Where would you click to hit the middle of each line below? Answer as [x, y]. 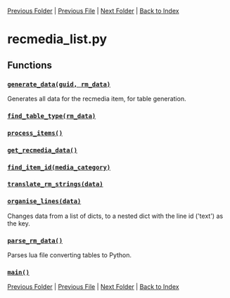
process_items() [35, 133]
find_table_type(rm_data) [52, 116]
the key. [19, 223]
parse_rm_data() [35, 240]
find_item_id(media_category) [59, 167]
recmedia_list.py [57, 39]
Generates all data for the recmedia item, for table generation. [97, 98]
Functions [30, 65]
